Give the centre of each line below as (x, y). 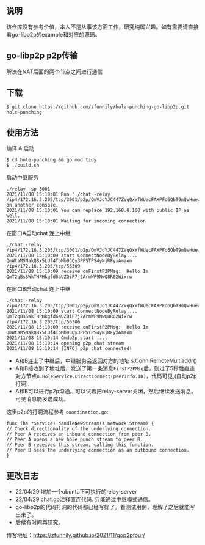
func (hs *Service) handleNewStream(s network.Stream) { (80, 423)
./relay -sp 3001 (28, 189)
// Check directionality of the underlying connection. (79, 429)
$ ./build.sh (23, 166)
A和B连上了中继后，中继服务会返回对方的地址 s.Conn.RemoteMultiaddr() (106, 361)
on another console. (33, 205)
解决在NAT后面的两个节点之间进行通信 (55, 71)
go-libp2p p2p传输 (42, 56)
